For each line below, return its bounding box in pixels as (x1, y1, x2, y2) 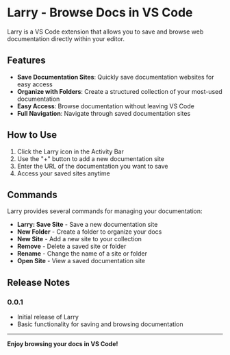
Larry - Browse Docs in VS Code (7, 5, 193, 21)
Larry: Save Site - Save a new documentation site (16, 221, 158, 229)
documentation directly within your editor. (7, 34, 125, 42)
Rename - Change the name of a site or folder (16, 249, 148, 258)
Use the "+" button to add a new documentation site (16, 154, 164, 162)
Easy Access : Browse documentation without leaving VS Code (16, 101, 195, 110)
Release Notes (7, 276, 71, 289)
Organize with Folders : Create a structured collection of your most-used (16, 87, 222, 95)
